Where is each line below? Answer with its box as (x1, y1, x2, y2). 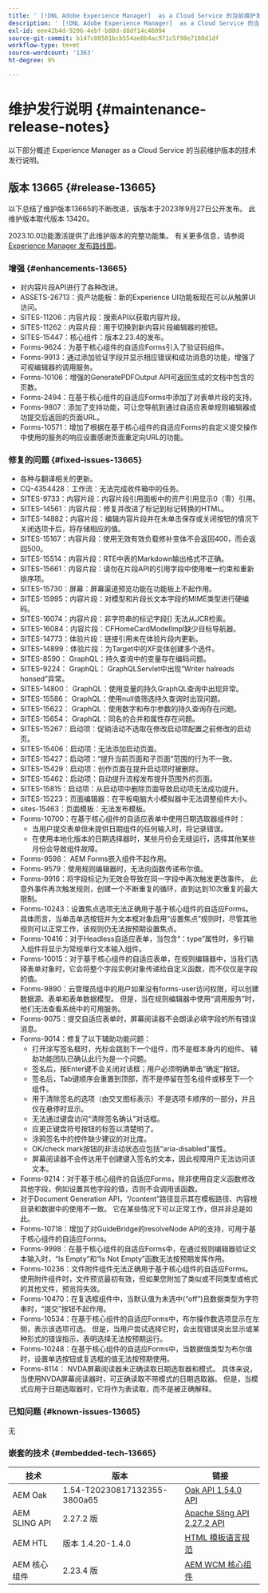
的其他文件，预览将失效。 (19, 1284, 104, 1294)
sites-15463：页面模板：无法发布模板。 (19, 804, 150, 814)
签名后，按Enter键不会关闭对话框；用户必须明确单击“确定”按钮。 (31, 1064, 245, 1074)
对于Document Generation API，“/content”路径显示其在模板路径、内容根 (19, 1194, 258, 1204)
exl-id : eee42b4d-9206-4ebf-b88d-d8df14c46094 (8, 26, 166, 34)
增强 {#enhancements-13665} (8, 262, 128, 274)
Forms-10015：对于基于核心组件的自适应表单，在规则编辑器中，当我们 (19, 954, 251, 964)
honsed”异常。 (19, 674, 69, 684)
